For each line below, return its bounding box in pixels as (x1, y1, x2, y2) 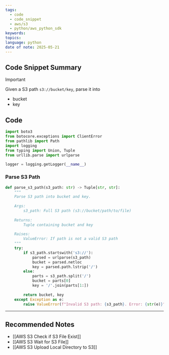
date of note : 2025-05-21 (5, 45, 59, 50)
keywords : (5, 31, 26, 36)
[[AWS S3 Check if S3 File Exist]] (12, 333, 81, 339)
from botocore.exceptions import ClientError (5, 134, 102, 139)
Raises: (14, 231, 30, 236)
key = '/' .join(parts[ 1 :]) (32, 283, 89, 288)
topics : (5, 36, 22, 41)
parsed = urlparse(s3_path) (32, 255, 92, 260)
